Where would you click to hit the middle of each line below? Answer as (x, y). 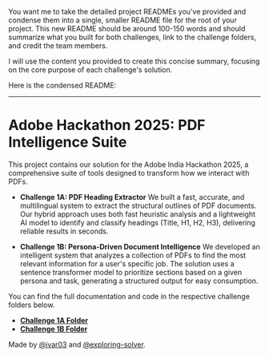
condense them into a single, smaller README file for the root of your (123, 20)
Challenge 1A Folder (54, 320)
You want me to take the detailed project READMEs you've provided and (127, 12)
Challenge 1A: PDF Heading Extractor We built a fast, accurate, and (132, 197)
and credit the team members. (58, 46)
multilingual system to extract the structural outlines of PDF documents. (138, 205)
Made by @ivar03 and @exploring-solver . (77, 344)
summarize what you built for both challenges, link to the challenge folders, (132, 37)
